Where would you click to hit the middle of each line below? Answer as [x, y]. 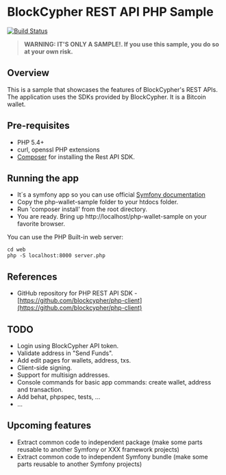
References [32, 277]
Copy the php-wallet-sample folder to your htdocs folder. [98, 202]
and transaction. [40, 389]
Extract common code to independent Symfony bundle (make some [112, 456]
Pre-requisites [38, 126]
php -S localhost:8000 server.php [56, 256]
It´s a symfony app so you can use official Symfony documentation [111, 195]
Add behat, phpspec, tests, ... [59, 397]
